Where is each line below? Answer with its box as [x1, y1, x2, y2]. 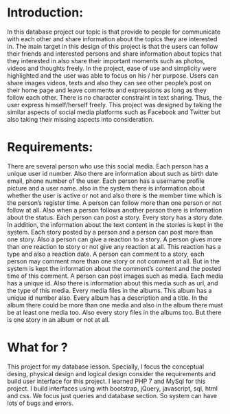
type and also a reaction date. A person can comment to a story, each [7, 250, 205, 258]
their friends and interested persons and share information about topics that [7, 50, 222, 58]
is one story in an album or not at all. [7, 315, 110, 324]
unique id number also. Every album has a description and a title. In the [7, 294, 208, 302]
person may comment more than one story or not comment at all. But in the [7, 257, 220, 265]
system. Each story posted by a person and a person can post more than [7, 228, 214, 236]
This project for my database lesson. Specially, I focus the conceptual [7, 362, 205, 371]
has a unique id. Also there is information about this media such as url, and [7, 279, 218, 287]
